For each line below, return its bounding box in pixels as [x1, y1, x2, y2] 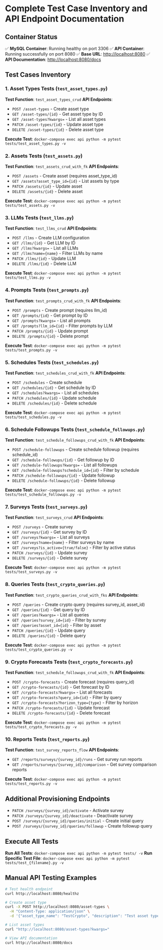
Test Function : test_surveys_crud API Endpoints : [5, 515, 104, 521]
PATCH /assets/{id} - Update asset [12, 183, 82, 189]
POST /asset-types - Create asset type [12, 106, 89, 112]
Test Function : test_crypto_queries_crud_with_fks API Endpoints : [5, 592, 139, 598]
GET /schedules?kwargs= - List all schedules [12, 389, 99, 395]
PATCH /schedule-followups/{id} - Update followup [12, 472, 115, 478]
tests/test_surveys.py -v [5, 570, 57, 575]
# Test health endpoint [5, 887, 53, 892]
